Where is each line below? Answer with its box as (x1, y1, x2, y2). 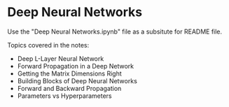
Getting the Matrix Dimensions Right (17, 69, 122, 78)
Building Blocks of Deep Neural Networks (17, 76, 138, 85)
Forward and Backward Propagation (17, 84, 122, 92)
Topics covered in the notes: (7, 41, 90, 49)
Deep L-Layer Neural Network (17, 54, 104, 63)
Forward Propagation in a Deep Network (17, 62, 134, 70)
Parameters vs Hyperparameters (17, 92, 112, 100)
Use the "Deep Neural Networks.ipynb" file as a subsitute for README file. (7, 27, 223, 36)
